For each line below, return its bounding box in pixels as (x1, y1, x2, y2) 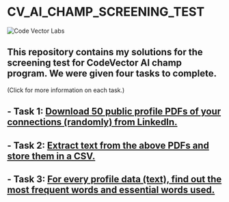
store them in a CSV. (7, 150, 96, 162)
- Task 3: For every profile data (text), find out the (7, 173, 222, 185)
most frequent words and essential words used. (7, 184, 215, 195)
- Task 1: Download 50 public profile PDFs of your (7, 106, 221, 117)
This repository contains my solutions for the (7, 46, 203, 58)
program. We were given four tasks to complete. (7, 68, 217, 79)
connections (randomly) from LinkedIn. (7, 117, 178, 128)
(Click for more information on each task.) (7, 86, 125, 94)
